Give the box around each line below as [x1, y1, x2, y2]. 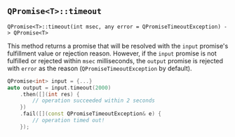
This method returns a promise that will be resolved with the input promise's [7, 41, 229, 50]
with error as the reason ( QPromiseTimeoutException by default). [7, 64, 192, 72]
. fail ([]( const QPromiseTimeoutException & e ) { [20, 110, 161, 117]
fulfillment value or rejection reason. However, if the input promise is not [7, 49, 217, 58]
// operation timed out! [32, 117, 105, 124]
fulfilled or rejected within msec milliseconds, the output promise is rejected [7, 56, 223, 65]
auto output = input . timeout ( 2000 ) [7, 84, 112, 91]
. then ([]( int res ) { [20, 91, 80, 98]
